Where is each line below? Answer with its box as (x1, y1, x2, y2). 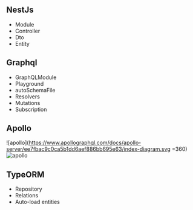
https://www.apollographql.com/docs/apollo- (28, 139, 142, 147)
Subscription (15, 106, 47, 113)
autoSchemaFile (15, 86, 56, 94)
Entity (15, 40, 30, 47)
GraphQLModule (15, 74, 57, 81)
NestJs (6, 5, 34, 15)
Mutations (15, 99, 41, 106)
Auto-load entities (15, 199, 61, 206)
